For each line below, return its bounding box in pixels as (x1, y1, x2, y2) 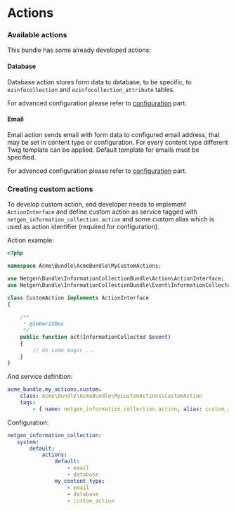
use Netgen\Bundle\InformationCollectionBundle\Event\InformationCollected (7, 281, 234, 289)
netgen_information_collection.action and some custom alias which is (7, 215, 215, 224)
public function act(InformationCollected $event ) (20, 333, 171, 340)
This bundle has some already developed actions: (7, 46, 151, 54)
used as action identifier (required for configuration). (7, 223, 159, 231)
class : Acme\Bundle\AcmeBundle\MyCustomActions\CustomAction (20, 392, 202, 400)
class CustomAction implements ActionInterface (7, 294, 150, 302)
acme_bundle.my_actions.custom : (7, 386, 102, 393)
